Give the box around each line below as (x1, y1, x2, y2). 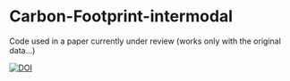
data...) (9, 45, 36, 55)
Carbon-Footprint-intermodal (9, 6, 233, 27)
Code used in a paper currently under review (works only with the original (9, 36, 282, 46)
